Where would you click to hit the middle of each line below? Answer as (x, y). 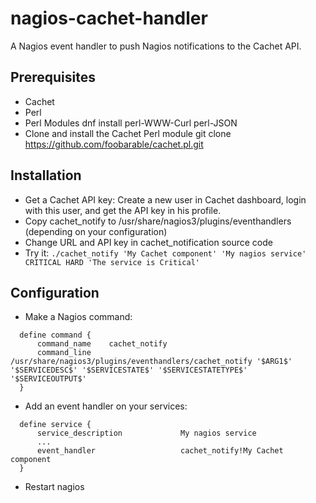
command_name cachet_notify (102, 344)
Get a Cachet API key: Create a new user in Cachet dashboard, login (165, 199)
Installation (46, 175)
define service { (55, 425)
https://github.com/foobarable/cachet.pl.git (114, 144)
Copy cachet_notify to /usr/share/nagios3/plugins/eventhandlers (158, 221)
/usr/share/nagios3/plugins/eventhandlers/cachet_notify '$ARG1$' (151, 362)
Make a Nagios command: (78, 317)
